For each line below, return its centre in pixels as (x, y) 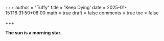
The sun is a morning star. (33, 33)
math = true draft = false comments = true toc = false (103, 13)
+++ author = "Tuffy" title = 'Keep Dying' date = (56, 7)
